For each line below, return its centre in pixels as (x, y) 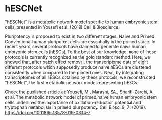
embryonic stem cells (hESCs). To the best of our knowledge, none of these (81, 52)
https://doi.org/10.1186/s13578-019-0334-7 (48, 112)
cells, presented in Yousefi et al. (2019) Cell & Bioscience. (62, 27)
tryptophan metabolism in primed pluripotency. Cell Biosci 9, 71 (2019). (76, 107)
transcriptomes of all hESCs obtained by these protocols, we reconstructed (80, 77)
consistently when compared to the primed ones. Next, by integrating (74, 72)
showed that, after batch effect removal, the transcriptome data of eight (77, 62)
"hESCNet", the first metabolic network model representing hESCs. (72, 82)
